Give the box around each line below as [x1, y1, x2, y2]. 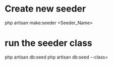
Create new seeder [5, 3, 86, 15]
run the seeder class [5, 37, 93, 49]
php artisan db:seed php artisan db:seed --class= [5, 54, 108, 60]
